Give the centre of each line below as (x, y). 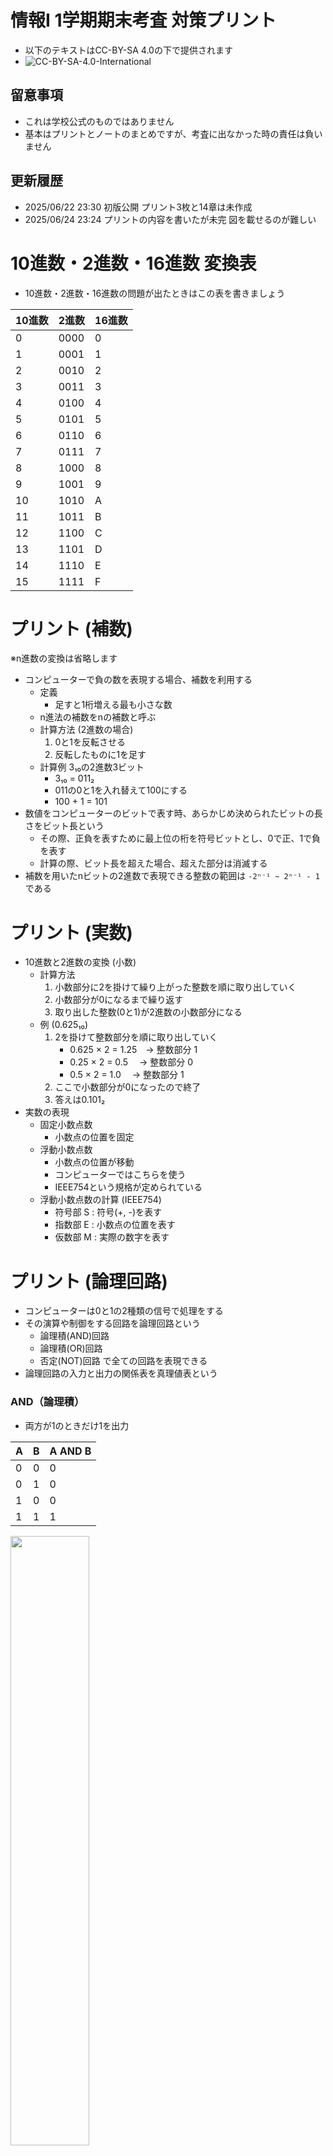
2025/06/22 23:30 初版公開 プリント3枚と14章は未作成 (138, 207)
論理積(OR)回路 (71, 1348)
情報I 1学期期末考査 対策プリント (143, 20)
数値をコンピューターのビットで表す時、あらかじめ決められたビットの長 (173, 813)
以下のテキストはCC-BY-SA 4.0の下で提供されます (128, 50)
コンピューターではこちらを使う (120, 1175)
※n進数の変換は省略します (64, 658)
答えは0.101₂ (80, 1100)
